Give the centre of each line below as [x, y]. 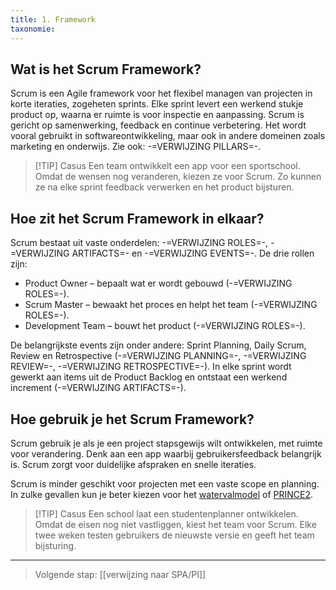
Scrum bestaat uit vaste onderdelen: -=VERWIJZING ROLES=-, [139, 243]
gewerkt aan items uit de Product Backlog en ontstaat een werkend [149, 377]
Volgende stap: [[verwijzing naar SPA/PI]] [120, 574]
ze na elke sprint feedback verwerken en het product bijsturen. [164, 187]
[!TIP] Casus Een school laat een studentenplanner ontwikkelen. [166, 513]
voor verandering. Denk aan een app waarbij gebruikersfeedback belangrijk [166, 453]
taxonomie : [33, 29]
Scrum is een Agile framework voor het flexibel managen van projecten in [161, 93]
